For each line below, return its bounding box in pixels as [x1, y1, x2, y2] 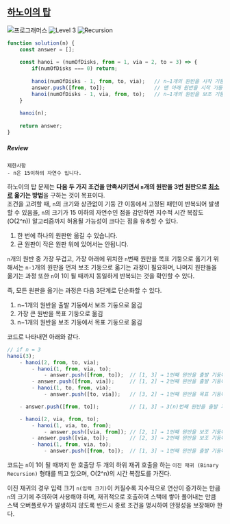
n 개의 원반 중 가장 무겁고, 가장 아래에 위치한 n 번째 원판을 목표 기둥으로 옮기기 [7, 254, 212, 263]
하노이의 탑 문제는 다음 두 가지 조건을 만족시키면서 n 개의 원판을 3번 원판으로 [7, 182, 207, 191]
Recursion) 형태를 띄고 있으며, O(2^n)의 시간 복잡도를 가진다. [7, 469, 172, 478]
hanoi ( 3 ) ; [7, 353, 36, 359]
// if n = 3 [7, 346, 41, 353]
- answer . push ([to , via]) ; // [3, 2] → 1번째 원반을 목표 [43, 391, 209, 398]
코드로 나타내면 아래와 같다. [7, 332, 81, 341]
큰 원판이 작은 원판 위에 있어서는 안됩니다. [16, 239, 129, 248]
